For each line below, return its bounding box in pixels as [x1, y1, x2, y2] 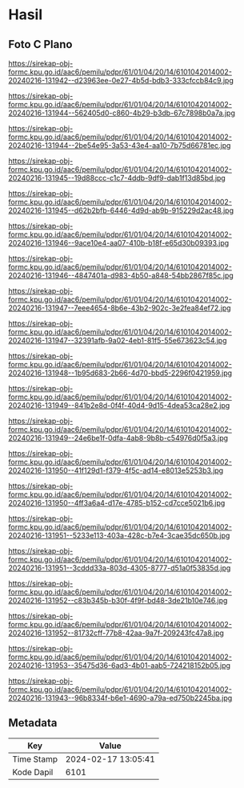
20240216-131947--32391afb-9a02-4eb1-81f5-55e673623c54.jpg [8, 336, 227, 345]
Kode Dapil [12, 766, 54, 778]
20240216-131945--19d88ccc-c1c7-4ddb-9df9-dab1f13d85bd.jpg [8, 174, 226, 182]
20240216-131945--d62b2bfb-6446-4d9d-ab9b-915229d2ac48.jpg [8, 206, 234, 215]
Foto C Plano [8, 38, 73, 51]
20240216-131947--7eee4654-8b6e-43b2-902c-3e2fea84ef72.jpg [8, 303, 231, 313]
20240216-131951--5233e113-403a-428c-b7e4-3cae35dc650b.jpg [8, 530, 230, 540]
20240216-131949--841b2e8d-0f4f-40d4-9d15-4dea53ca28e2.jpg [8, 401, 230, 410]
